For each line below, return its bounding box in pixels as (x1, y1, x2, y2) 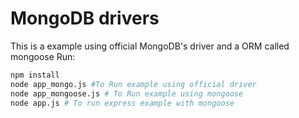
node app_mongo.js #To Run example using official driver (10, 79, 257, 89)
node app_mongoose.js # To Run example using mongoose (10, 88, 244, 99)
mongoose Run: (10, 50, 76, 62)
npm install (10, 70, 60, 80)
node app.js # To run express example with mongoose (10, 98, 235, 108)
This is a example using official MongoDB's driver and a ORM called (10, 40, 290, 52)
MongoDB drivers (10, 7, 160, 30)
